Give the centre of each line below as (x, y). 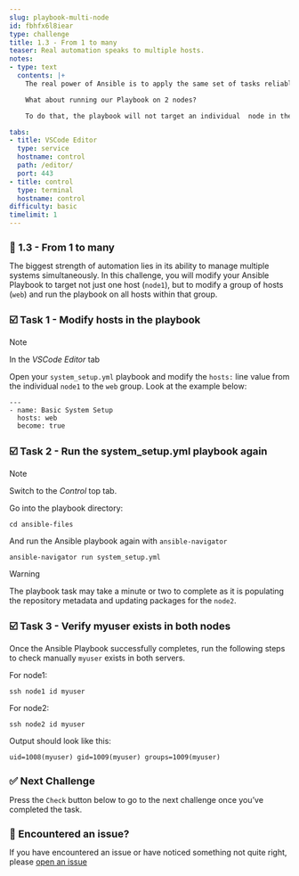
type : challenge (39, 34)
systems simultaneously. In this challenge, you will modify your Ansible (139, 275)
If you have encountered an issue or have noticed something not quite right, (148, 853)
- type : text (33, 68)
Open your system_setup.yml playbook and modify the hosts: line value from (149, 377)
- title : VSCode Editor (53, 140)
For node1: (28, 675)
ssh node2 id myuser (48, 724)
